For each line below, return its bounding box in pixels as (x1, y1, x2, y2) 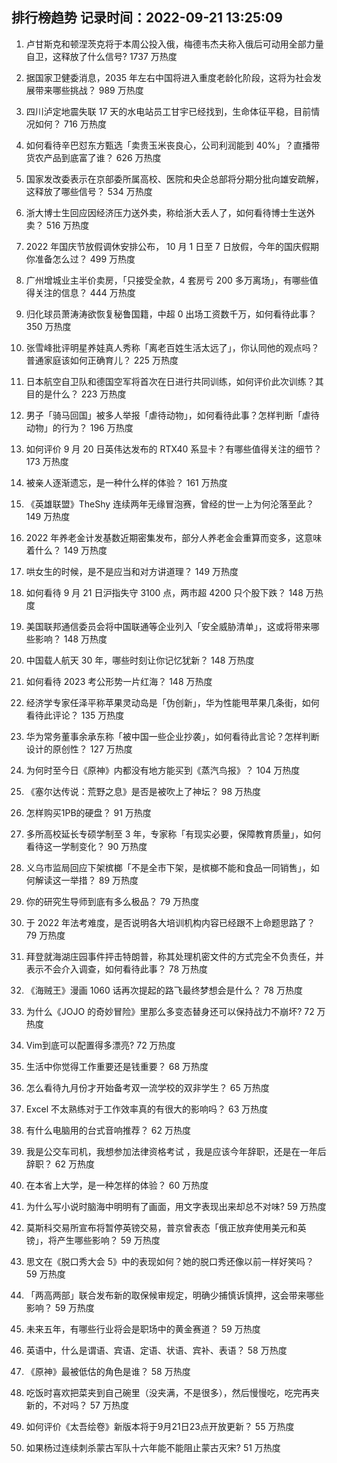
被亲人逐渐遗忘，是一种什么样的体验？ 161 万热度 (25, 476, 228, 488)
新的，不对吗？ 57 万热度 (25, 1399, 129, 1411)
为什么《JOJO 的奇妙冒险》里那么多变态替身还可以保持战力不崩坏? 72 (25, 1005, 315, 1017)
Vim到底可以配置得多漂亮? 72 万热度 (25, 1039, 176, 1051)
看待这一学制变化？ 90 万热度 (25, 840, 148, 852)
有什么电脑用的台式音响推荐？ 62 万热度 (25, 1124, 191, 1136)
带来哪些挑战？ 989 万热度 (34, 84, 144, 96)
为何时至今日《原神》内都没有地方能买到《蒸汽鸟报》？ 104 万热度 (25, 764, 301, 776)
